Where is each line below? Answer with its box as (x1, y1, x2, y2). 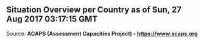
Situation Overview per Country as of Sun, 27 (6, 5, 181, 15)
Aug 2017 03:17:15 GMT (6, 14, 98, 24)
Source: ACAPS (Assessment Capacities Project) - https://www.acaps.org (6, 30, 198, 37)
